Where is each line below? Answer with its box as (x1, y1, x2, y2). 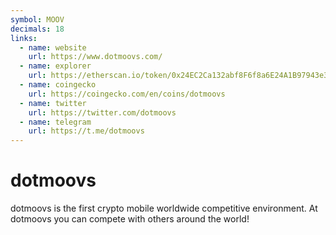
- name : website (19, 42, 87, 53)
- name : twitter (19, 98, 87, 108)
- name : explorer (19, 61, 92, 71)
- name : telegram (19, 117, 92, 127)
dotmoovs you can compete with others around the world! (10, 213, 250, 225)
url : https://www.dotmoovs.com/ (28, 52, 163, 62)
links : (10, 33, 38, 43)
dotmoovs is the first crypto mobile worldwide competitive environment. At (10, 202, 318, 215)
